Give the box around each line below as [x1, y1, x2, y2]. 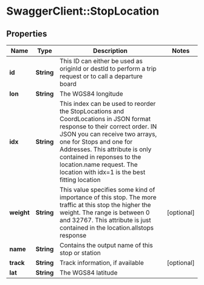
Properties [6, 29, 47, 39]
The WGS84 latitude [59, 269, 118, 276]
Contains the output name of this [59, 241, 153, 249]
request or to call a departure [59, 72, 143, 80]
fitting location [59, 175, 101, 184]
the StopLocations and [59, 107, 124, 115]
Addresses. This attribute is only [59, 145, 152, 153]
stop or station [59, 248, 101, 257]
